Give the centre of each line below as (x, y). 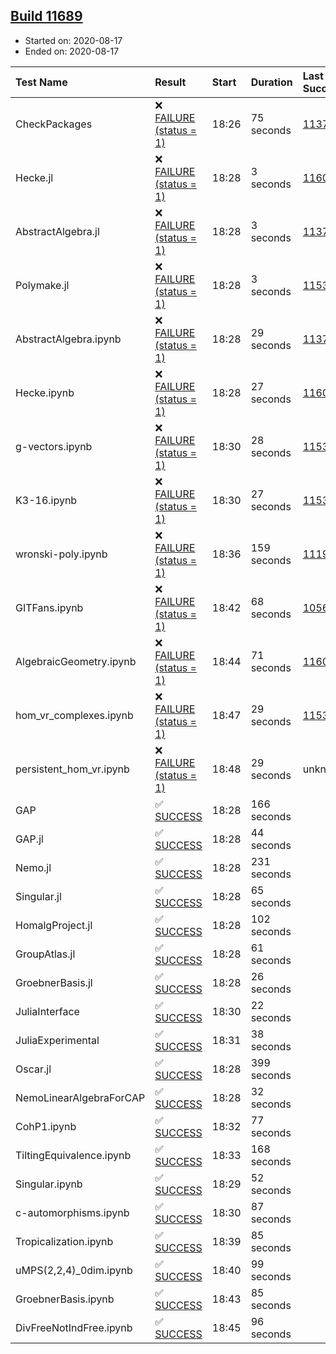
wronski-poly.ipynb (61, 554)
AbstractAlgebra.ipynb (68, 339)
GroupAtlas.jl (45, 954)
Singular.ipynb (49, 1184)
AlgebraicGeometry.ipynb (76, 661)
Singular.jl (38, 896)
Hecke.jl (34, 177)
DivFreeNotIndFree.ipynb (74, 1327)
